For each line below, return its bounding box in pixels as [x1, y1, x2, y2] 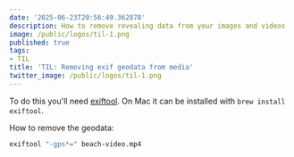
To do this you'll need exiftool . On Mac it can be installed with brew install [9, 95, 286, 106]
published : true [9, 37, 70, 47]
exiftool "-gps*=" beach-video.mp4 [9, 139, 142, 148]
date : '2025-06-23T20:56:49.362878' [9, 12, 146, 22]
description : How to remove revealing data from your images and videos [9, 21, 286, 30]
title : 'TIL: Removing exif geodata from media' [9, 63, 194, 72]
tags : [9, 46, 29, 55]
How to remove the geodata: [9, 122, 114, 133]
